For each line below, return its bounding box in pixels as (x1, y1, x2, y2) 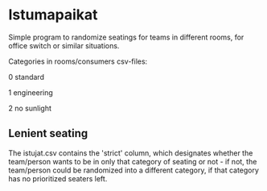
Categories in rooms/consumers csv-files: (8, 56, 148, 66)
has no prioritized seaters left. (8, 173, 108, 183)
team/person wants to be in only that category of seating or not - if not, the (8, 156, 257, 166)
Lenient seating (8, 127, 88, 140)
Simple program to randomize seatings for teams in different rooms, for (8, 32, 244, 42)
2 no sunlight (8, 103, 52, 113)
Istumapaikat (8, 6, 98, 24)
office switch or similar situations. (8, 40, 120, 50)
